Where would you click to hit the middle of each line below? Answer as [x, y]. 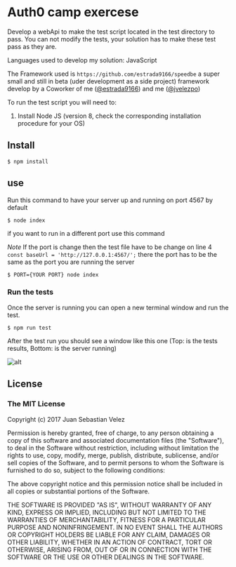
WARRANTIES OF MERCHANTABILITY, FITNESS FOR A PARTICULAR [106, 519]
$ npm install [28, 161]
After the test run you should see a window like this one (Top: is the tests [112, 340]
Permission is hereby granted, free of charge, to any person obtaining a [111, 433]
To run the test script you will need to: [62, 102]
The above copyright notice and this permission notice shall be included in [115, 483]
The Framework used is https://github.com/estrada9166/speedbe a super [113, 74]
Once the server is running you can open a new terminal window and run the [118, 307]
